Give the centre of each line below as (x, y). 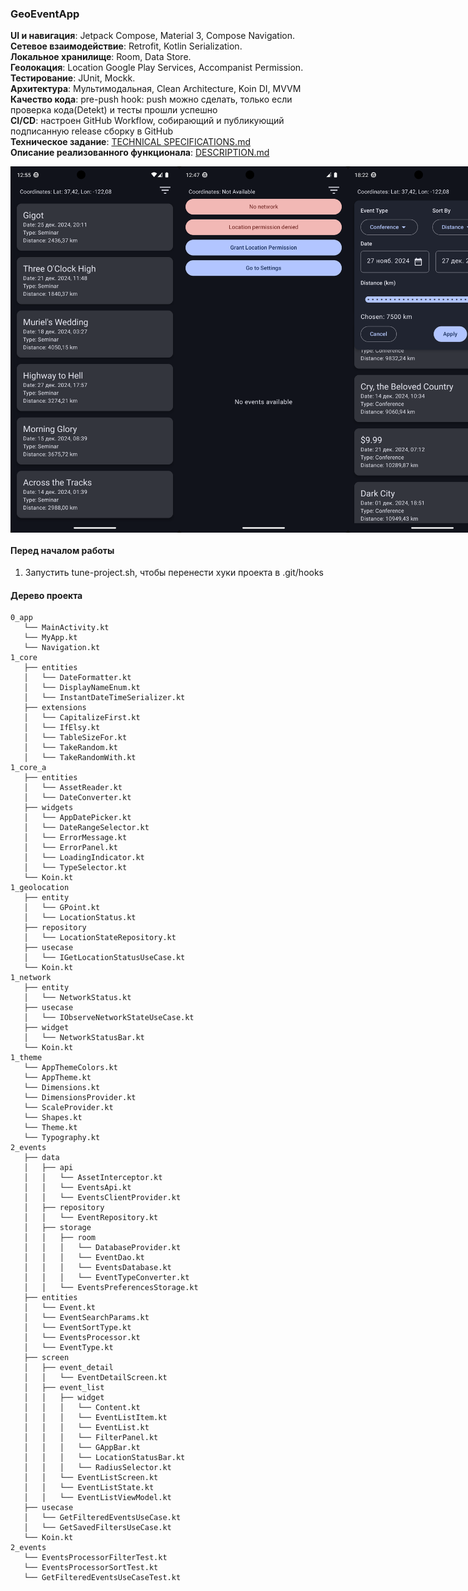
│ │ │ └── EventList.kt (86, 1428)
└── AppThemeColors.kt (70, 1068)
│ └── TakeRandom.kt (70, 748)
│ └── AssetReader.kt (73, 788)
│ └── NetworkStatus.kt (77, 998)
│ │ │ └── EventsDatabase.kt (97, 1268)
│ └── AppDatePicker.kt (77, 818)
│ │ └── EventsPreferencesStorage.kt (111, 1288)
